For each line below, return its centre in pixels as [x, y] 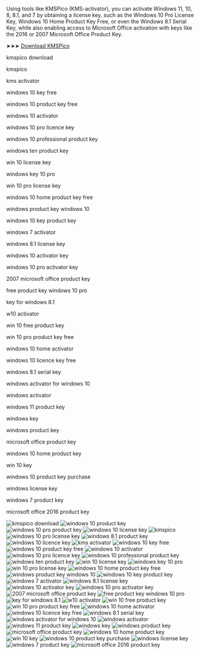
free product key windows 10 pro [47, 290]
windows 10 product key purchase [49, 477]
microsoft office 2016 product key [48, 512]
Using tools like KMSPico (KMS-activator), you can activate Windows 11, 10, [99, 9]
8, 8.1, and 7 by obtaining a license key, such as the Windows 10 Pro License [100, 15]
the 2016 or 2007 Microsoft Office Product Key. [64, 34]
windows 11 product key [36, 407]
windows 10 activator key [37, 255]
